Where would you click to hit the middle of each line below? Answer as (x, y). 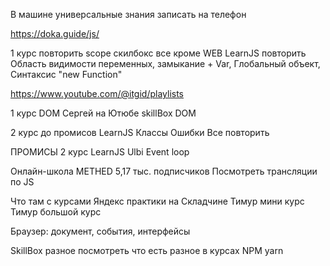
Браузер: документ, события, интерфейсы (100, 231)
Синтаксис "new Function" (66, 74)
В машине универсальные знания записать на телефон (128, 14)
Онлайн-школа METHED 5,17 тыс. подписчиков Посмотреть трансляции (164, 171)
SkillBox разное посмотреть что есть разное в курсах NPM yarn (147, 250)
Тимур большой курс (56, 212)
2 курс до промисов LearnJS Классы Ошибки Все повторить (140, 132)
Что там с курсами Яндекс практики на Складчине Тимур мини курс (157, 201)
